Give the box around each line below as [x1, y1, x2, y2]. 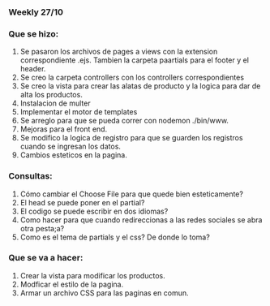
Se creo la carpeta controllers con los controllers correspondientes [19, 72, 245, 83]
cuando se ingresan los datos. [19, 141, 122, 152]
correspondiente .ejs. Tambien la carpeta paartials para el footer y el [19, 55, 250, 65]
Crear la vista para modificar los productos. [19, 270, 165, 280]
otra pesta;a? [19, 223, 65, 233]
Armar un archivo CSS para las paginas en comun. [19, 287, 189, 298]
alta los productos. [19, 90, 83, 100]
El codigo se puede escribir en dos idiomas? [19, 206, 169, 216]
